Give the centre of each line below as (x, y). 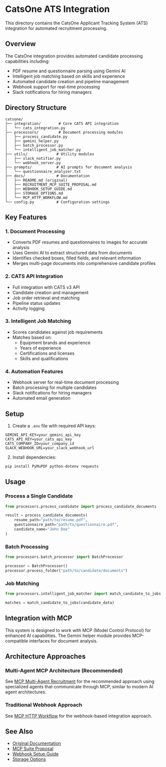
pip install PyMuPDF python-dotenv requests (52, 466)
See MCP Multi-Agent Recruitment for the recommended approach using (80, 681)
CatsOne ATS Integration (58, 9)
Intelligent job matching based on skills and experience (69, 76)
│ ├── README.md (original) (37, 180)
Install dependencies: (34, 457)
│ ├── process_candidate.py (37, 136)
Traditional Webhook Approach (44, 705)
